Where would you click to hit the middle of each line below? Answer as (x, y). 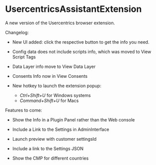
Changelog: (17, 32)
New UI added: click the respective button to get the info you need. (81, 42)
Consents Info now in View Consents (50, 76)
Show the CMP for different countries (51, 158)
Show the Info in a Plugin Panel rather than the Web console (74, 119)
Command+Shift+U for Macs (49, 101)
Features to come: (24, 110)
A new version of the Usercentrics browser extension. (60, 23)
